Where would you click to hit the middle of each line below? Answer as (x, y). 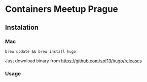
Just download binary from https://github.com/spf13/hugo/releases (73, 61)
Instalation (22, 27)
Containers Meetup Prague (62, 9)
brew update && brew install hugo (41, 51)
